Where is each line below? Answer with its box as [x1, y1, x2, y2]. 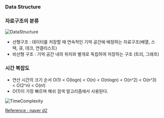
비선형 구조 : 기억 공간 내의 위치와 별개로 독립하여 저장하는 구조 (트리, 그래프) [12, 51, 160, 57]
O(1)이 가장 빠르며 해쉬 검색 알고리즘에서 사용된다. [12, 88, 109, 94]
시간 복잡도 [5, 65, 30, 71]
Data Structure [5, 3, 41, 10]
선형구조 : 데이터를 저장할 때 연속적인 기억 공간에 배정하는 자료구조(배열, [12, 39, 150, 45]
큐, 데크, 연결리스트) [19, 45, 57, 51]
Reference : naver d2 [5, 107, 48, 113]
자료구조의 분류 [5, 17, 39, 24]
